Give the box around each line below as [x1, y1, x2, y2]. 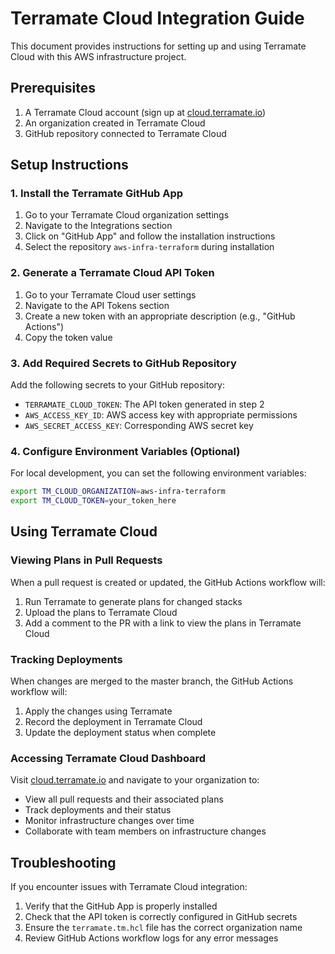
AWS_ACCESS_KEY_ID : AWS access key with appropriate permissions [24, 409, 298, 421]
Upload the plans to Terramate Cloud [24, 606, 178, 618]
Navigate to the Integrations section [24, 220, 173, 232]
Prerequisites [10, 80, 96, 97]
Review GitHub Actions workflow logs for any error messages [24, 932, 279, 944]
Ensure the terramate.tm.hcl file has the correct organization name [24, 922, 303, 934]
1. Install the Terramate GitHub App [10, 187, 184, 201]
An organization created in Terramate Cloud [24, 117, 206, 129]
